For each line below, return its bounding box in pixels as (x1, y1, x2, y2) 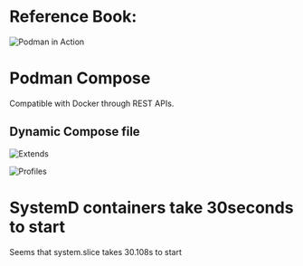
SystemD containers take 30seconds (9, 197, 294, 218)
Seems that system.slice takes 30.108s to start (9, 246, 183, 257)
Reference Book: (9, 6, 137, 27)
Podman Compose (9, 68, 151, 89)
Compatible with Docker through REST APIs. (9, 98, 175, 109)
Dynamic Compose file (9, 124, 140, 139)
